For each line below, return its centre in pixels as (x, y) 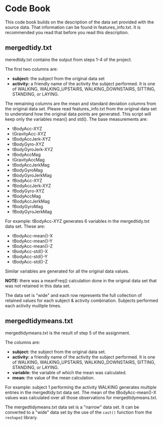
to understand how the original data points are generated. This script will (78, 114)
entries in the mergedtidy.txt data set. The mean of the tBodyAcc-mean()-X (81, 392)
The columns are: (23, 342)
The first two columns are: (31, 69)
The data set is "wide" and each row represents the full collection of (74, 295)
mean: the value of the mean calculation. (53, 378)
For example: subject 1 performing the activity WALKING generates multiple (81, 387)
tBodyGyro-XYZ (28, 144)
